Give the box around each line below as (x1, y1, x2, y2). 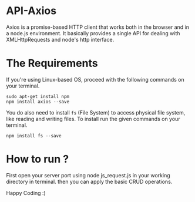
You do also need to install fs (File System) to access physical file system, (6, 109, 186, 116)
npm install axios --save (6, 99, 69, 105)
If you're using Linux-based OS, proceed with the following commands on (6, 76, 185, 83)
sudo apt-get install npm (6, 93, 69, 99)
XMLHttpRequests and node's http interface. (6, 36, 115, 43)
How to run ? (6, 153, 69, 166)
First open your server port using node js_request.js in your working (6, 171, 170, 179)
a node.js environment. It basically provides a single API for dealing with (6, 29, 180, 36)
